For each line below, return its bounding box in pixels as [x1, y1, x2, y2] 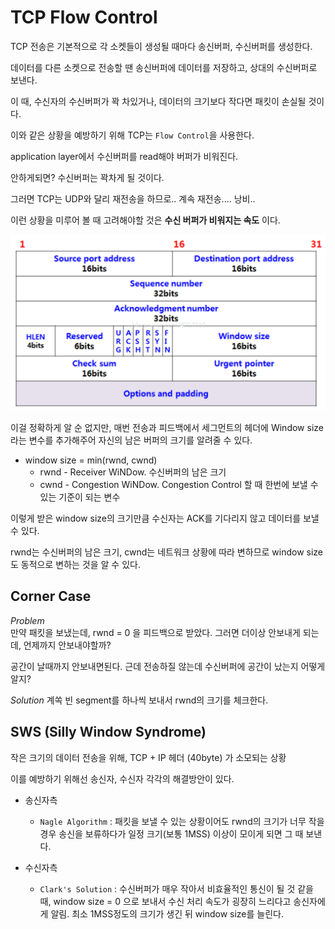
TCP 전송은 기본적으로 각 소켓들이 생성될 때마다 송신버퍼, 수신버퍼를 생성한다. [10, 40, 313, 52]
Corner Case [10, 588, 92, 605]
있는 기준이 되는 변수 [39, 491, 121, 503]
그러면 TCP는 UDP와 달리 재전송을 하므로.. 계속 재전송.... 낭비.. [10, 192, 256, 205]
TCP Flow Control [10, 6, 158, 29]
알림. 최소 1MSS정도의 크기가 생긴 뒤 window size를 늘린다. [50, 907, 285, 920]
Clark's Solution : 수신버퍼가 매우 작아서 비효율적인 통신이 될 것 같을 [39, 882, 314, 895]
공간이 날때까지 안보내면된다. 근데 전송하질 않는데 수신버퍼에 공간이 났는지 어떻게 [10, 660, 326, 672]
